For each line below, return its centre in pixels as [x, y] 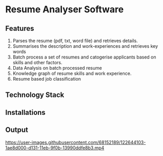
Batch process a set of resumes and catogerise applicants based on [84, 57]
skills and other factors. [37, 62]
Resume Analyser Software [65, 9]
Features [20, 28]
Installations [26, 112]
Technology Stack [35, 95]
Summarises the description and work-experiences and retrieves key [85, 46]
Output [17, 130]
